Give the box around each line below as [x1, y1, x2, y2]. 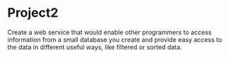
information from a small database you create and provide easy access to [7, 35, 223, 43]
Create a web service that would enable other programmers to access [7, 28, 212, 36]
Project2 [7, 5, 59, 21]
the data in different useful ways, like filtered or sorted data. [7, 43, 182, 51]
